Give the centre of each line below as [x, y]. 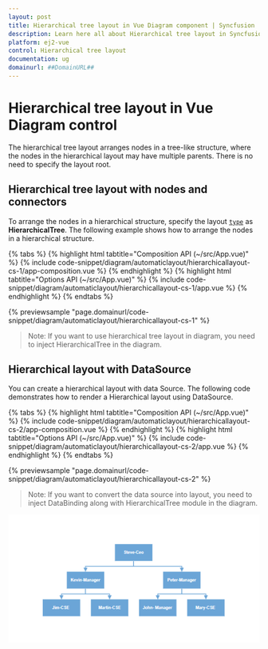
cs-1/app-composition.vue [52, 270]
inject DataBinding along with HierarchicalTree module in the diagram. [142, 503]
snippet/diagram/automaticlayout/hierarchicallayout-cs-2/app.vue [117, 447]
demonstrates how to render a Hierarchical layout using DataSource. [121, 397]
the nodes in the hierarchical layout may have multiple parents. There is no [131, 155]
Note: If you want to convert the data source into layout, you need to [140, 495]
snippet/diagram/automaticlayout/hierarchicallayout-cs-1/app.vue [116, 287]
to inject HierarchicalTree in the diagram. [95, 344]
